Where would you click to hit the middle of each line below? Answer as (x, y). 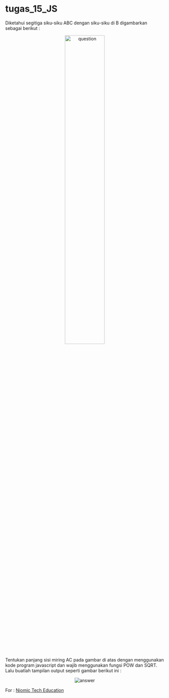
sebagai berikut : (23, 28)
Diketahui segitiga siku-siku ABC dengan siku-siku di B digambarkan (76, 23)
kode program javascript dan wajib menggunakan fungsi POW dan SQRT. (81, 665)
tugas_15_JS (32, 9)
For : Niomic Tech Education (35, 690)
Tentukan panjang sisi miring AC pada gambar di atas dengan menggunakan (84, 660)
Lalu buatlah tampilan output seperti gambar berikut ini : (64, 670)
